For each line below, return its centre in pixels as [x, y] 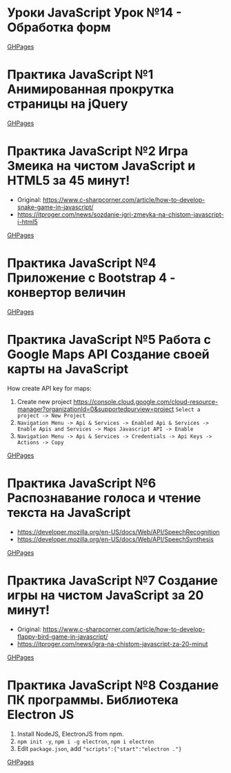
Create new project [44, 401]
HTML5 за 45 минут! [69, 181]
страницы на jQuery [68, 104]
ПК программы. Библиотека [93, 700]
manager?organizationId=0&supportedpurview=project [96, 409]
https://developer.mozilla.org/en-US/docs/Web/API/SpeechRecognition [118, 531]
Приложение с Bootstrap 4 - [91, 278]
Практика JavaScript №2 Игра [98, 151]
